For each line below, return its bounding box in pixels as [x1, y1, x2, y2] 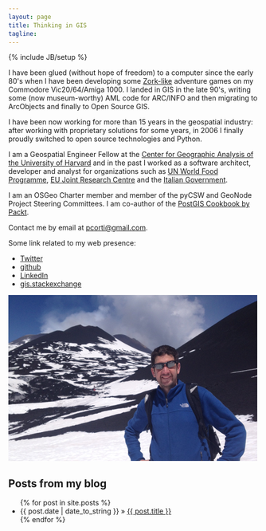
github [19, 262, 41, 272]
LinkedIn [19, 271, 49, 281]
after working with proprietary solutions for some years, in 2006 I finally [8, 126, 244, 136]
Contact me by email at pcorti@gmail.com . [8, 223, 148, 233]
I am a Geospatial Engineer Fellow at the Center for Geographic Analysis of [8, 150, 254, 159]
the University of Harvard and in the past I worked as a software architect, [8, 158, 251, 167]
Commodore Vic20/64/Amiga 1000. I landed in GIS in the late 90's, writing [8, 85, 251, 95]
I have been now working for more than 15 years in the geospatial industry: [8, 117, 253, 127]
